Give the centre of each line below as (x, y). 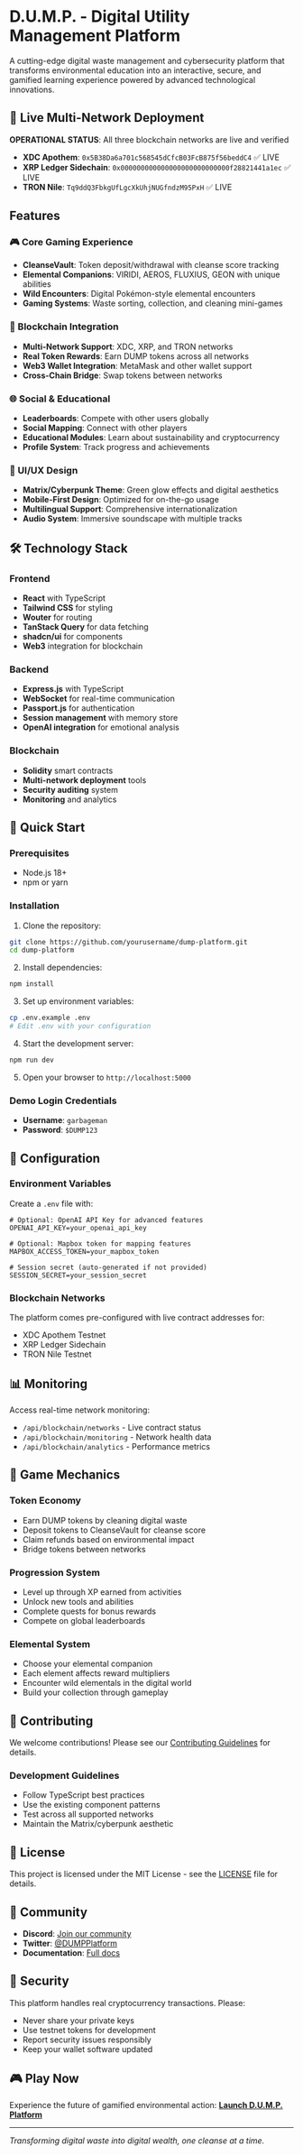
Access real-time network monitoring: (80, 1410)
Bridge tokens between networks (84, 1549)
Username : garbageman (65, 1120)
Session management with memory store (100, 718)
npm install (32, 984)
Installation (35, 906)
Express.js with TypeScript (73, 689)
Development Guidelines (64, 1775)
